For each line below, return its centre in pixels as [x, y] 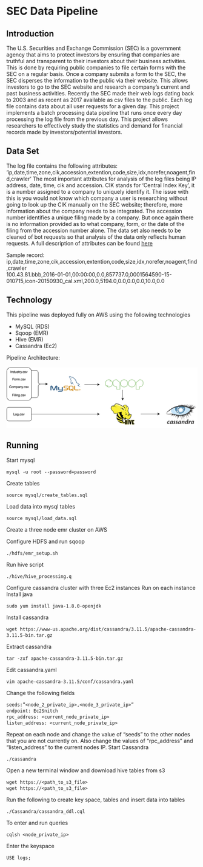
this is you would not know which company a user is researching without [97, 198]
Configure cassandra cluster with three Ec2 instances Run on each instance [101, 588]
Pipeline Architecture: [33, 357]
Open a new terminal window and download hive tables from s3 [86, 770]
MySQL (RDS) [32, 326]
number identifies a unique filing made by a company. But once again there [100, 218]
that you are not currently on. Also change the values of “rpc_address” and [100, 741]
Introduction [30, 34]
